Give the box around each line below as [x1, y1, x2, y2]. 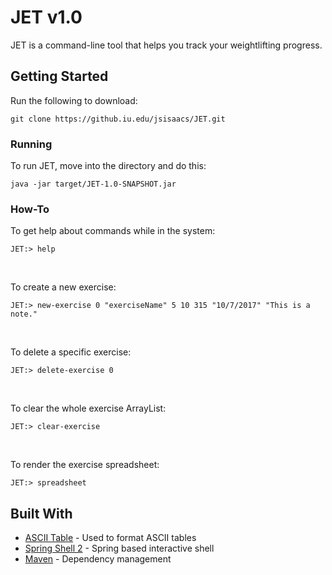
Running [10, 137, 53, 151]
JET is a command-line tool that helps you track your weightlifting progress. [10, 39, 323, 51]
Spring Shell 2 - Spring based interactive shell [24, 542, 215, 555]
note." [10, 309, 38, 320]
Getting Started [10, 68, 109, 85]
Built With [10, 505, 73, 522]
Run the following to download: [10, 94, 138, 106]
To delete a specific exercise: [10, 346, 132, 358]
